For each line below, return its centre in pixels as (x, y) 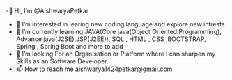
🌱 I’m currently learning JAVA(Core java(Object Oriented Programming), (118, 32)
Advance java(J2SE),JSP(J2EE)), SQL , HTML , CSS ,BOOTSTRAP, (111, 39)
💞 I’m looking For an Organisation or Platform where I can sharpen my (116, 54)
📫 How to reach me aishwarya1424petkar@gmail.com (94, 69)
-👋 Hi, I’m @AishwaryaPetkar (47, 11)
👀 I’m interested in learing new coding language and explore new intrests (120, 24)
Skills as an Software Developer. (62, 61)
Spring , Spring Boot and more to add (69, 46)
